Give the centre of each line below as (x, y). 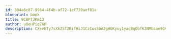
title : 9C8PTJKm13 (25, 19)
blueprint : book (22, 15)
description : (19, 29)
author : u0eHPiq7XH (26, 24)
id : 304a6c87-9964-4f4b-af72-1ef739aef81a (51, 10)
